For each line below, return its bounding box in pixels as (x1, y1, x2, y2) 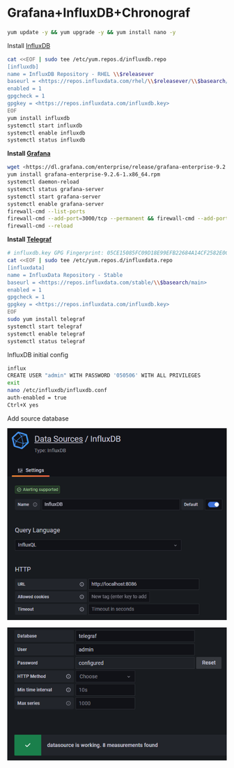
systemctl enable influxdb (7, 129, 86, 137)
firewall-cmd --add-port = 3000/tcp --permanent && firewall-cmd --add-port (7, 215, 229, 223)
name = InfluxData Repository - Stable (7, 271, 123, 278)
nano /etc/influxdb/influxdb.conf (7, 387, 108, 394)
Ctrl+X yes (7, 401, 39, 409)
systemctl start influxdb (7, 122, 82, 129)
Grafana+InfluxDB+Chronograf (7, 5, 191, 21)
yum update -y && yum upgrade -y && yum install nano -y (7, 29, 176, 36)
